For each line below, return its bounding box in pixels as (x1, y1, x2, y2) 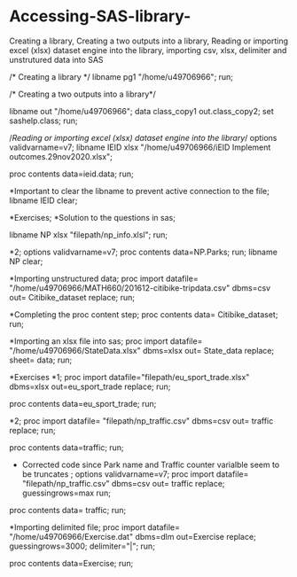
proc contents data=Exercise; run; (9, 558, 134, 568)
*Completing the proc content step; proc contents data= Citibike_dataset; (9, 308, 278, 320)
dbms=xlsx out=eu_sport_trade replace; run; (9, 381, 171, 392)
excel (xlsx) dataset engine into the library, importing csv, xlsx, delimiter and (9, 44, 287, 55)
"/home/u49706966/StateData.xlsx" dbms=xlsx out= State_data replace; (9, 345, 275, 355)
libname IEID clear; (9, 195, 78, 206)
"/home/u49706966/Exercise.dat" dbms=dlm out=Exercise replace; (9, 531, 257, 542)
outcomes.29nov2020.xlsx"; (9, 151, 113, 161)
